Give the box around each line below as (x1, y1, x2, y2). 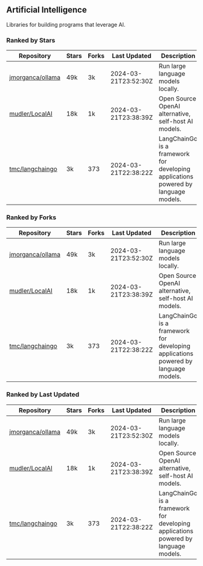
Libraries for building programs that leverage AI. (6, 21, 126, 28)
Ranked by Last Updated (6, 390, 80, 399)
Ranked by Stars (6, 36, 56, 44)
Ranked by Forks (6, 213, 56, 222)
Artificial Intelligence (6, 5, 87, 15)
